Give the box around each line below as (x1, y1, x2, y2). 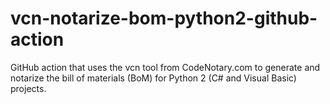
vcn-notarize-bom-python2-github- (10, 7, 318, 30)
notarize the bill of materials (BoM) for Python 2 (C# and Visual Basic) (10, 72, 297, 84)
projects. (10, 82, 47, 94)
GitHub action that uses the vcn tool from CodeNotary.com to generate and (10, 61, 321, 73)
